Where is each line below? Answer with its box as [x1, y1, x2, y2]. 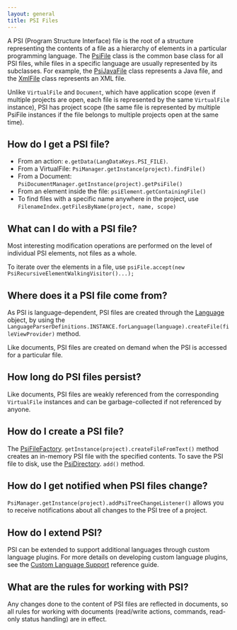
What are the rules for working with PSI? [7, 581, 189, 593]
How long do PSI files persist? [7, 371, 141, 383]
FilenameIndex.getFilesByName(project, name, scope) [17, 203, 177, 211]
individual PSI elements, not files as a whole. [7, 249, 137, 258]
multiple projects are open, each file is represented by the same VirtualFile [7, 95, 230, 103]
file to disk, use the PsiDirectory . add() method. [7, 459, 145, 468]
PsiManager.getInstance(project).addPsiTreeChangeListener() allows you [7, 498, 224, 507]
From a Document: [17, 172, 72, 181]
